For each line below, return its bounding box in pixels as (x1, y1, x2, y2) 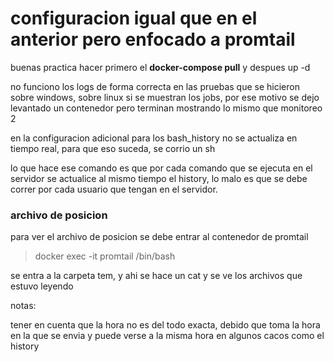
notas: (10, 300, 37, 312)
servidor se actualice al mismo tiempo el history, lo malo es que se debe (10, 172, 308, 184)
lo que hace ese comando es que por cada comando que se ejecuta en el (10, 162, 313, 174)
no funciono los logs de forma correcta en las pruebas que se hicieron (10, 80, 300, 92)
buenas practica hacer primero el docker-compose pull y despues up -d (10, 61, 311, 73)
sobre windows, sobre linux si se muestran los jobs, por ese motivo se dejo (10, 91, 320, 103)
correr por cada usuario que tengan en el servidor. (10, 183, 218, 195)
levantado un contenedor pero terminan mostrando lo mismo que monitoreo (10, 102, 323, 114)
